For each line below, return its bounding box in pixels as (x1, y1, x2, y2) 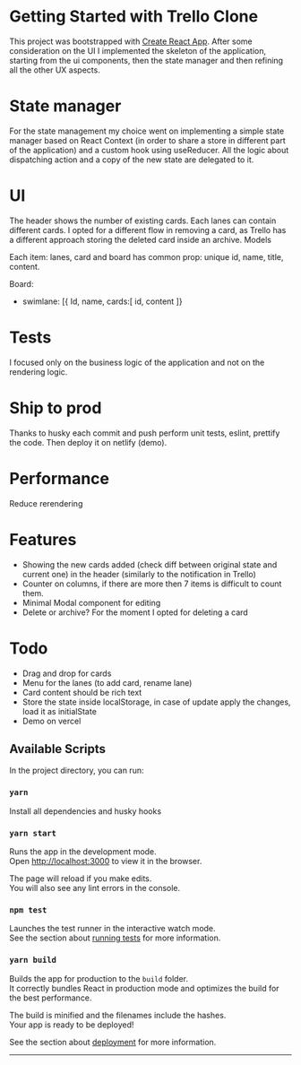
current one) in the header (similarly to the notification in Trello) (21, 568, 257, 579)
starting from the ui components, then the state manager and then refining (9, 55, 284, 65)
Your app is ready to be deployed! (9, 1019, 134, 1030)
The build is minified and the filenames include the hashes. (9, 1009, 227, 1020)
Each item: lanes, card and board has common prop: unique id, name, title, (9, 251, 284, 262)
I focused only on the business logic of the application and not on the (9, 357, 265, 368)
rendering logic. (9, 366, 68, 377)
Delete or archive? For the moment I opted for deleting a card (21, 607, 248, 618)
